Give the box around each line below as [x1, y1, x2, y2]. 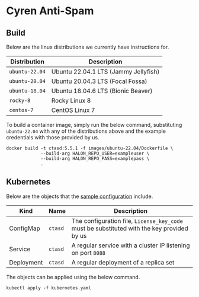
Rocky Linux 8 [51, 97, 91, 104]
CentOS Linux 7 [51, 106, 95, 114]
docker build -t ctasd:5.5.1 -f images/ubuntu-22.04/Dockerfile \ [6, 145, 174, 151]
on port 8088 [71, 248, 105, 257]
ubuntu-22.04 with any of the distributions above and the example [6, 127, 166, 135]
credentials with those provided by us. [6, 134, 99, 140]
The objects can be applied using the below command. [6, 273, 140, 280]
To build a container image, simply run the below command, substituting [6, 122, 182, 128]
